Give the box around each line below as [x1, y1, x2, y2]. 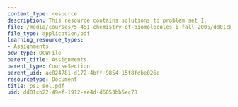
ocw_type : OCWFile [7, 50, 62, 57]
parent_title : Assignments [7, 56, 87, 63]
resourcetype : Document [7, 75, 78, 83]
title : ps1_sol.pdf [7, 82, 65, 89]
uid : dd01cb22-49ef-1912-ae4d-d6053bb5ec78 [7, 89, 138, 96]
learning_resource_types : [7, 37, 84, 44]
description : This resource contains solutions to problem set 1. [7, 17, 208, 24]
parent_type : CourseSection [7, 63, 91, 70]
